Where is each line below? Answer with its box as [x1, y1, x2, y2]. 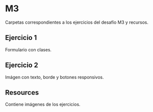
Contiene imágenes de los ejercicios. [5, 102, 81, 108]
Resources [5, 88, 39, 97]
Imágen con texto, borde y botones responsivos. [5, 74, 104, 80]
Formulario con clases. [5, 46, 52, 52]
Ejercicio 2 [5, 61, 39, 70]
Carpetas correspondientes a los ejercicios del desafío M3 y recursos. [5, 19, 149, 25]
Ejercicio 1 [5, 34, 37, 42]
